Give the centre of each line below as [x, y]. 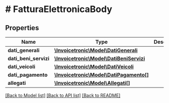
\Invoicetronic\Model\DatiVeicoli [94, 67]
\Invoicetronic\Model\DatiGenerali [96, 50]
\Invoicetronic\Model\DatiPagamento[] [102, 75]
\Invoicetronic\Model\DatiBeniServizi [100, 59]
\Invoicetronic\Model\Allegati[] [92, 83]
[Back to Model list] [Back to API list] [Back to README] [63, 95]
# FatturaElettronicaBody [59, 9]
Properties [22, 28]
